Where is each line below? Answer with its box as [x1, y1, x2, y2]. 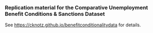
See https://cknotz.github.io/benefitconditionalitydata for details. [5, 22, 141, 28]
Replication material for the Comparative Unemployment [5, 4, 148, 11]
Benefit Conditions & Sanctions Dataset [5, 10, 105, 17]
